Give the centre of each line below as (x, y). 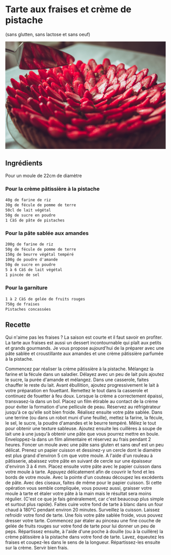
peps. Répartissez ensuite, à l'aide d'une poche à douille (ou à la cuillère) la (84, 531)
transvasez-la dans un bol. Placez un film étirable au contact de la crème (82, 401)
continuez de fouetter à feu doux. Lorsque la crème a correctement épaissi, (84, 396)
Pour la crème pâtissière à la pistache (53, 189)
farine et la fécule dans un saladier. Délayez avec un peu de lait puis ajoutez (85, 374)
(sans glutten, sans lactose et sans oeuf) (48, 34)
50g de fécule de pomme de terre (41, 249)
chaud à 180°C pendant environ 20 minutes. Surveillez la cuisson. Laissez (83, 510)
